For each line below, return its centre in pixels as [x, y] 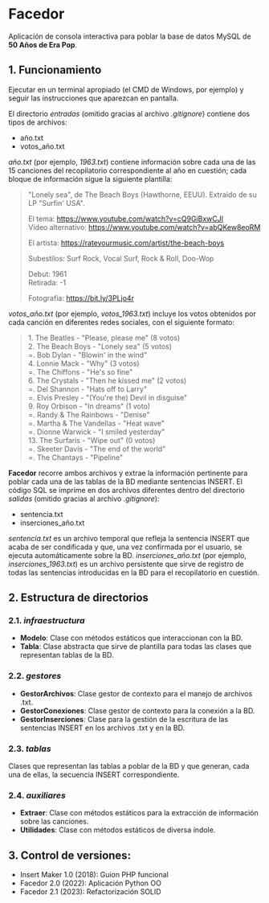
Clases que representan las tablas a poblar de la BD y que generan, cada [129, 766]
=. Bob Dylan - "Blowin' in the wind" [88, 355]
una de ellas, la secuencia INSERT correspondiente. [94, 775]
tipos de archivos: [38, 122]
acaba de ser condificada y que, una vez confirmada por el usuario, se [125, 547]
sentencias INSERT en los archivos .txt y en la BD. [102, 728]
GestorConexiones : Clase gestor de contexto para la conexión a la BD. [137, 710]
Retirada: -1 [47, 282]
